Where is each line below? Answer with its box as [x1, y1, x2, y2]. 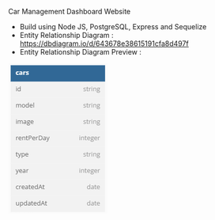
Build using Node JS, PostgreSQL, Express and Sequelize [19, 22, 207, 31]
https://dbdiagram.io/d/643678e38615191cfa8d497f [19, 39, 190, 48]
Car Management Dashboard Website [8, 7, 131, 16]
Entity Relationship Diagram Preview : [19, 47, 142, 56]
